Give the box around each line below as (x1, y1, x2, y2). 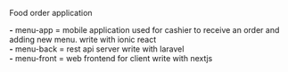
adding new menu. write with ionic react (9, 35, 157, 44)
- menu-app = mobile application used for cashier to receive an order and (9, 25, 280, 35)
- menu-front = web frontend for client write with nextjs (9, 53, 213, 63)
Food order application (9, 8, 93, 18)
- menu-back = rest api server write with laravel (9, 44, 185, 54)
